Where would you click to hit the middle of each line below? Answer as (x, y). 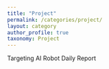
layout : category (32, 26)
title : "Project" (32, 13)
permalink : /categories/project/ (55, 20)
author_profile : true (38, 32)
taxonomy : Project (33, 39)
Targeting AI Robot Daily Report (52, 58)
